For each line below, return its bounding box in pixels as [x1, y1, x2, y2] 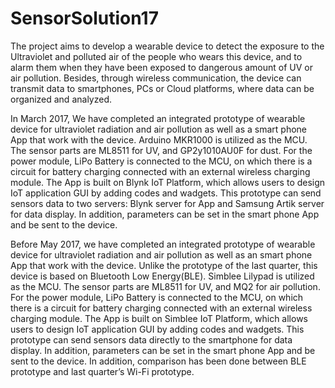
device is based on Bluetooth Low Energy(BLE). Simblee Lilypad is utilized [10, 270, 315, 282]
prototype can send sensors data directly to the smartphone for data [10, 333, 293, 346]
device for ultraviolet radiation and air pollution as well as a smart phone [10, 123, 307, 135]
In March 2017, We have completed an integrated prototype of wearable [10, 112, 306, 124]
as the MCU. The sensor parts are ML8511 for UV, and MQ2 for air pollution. [10, 280, 321, 292]
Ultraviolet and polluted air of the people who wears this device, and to [10, 50, 303, 62]
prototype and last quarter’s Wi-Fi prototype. [10, 365, 195, 377]
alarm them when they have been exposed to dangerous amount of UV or [10, 61, 313, 73]
